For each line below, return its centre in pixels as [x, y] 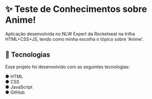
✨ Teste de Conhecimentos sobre [76, 9]
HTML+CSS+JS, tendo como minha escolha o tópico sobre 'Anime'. [74, 39]
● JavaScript [19, 87]
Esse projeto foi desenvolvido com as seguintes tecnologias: [67, 67]
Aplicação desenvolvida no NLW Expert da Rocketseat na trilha [70, 34]
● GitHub [15, 92]
